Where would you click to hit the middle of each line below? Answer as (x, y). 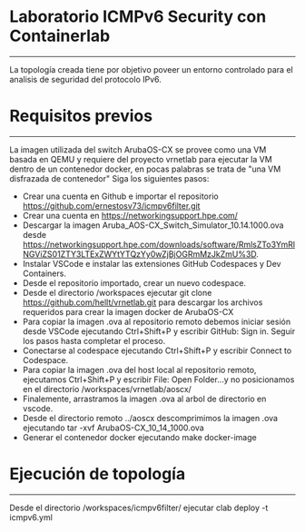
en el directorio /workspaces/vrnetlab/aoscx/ (107, 389)
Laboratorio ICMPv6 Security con (138, 17)
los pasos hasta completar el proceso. (94, 340)
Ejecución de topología (98, 474)
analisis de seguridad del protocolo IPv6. (85, 79)
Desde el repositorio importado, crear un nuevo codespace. (134, 282)
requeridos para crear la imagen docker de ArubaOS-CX (128, 311)
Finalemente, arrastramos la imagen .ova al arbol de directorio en (144, 399)
